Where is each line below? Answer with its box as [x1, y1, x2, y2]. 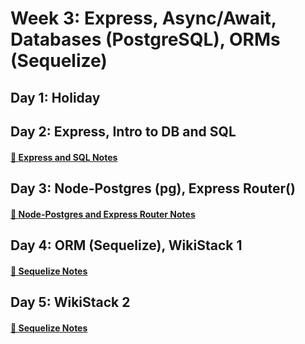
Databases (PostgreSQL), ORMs [10, 28, 281, 51]
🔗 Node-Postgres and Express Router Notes [10, 208, 196, 220]
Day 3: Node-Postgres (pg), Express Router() [10, 180, 296, 197]
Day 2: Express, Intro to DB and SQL [10, 123, 237, 140]
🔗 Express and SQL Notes [10, 151, 118, 163]
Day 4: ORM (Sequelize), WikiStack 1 [10, 237, 243, 254]
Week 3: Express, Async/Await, [10, 7, 277, 30]
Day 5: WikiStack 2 [10, 293, 131, 311]
